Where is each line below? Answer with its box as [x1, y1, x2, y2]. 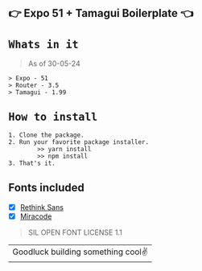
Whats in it [8, 38, 79, 51]
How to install [8, 110, 98, 123]
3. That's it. [8, 159, 56, 167]
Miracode [19, 211, 52, 221]
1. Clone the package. [8, 131, 85, 139]
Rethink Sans [19, 202, 64, 211]
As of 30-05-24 [27, 59, 80, 68]
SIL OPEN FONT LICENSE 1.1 [27, 228, 122, 237]
